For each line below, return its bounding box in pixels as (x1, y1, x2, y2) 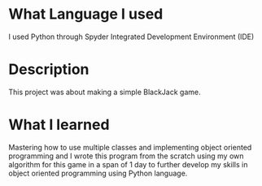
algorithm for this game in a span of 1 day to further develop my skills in (8, 159, 248, 169)
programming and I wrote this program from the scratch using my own (8, 151, 244, 161)
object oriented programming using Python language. (8, 168, 188, 178)
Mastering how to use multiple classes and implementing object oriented (8, 142, 252, 152)
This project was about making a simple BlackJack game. (8, 87, 201, 97)
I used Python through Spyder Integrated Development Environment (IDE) (8, 32, 255, 41)
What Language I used (8, 5, 164, 24)
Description (8, 60, 90, 79)
